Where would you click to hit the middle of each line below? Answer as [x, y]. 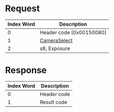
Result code [54, 102]
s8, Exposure [55, 48]
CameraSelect [56, 40]
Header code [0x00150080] [73, 32]
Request [23, 9]
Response [26, 70]
